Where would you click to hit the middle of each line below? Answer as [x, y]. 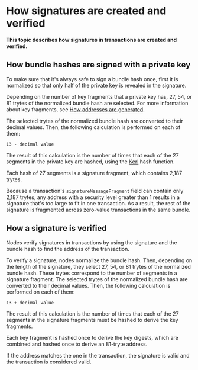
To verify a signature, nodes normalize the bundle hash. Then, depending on [99, 260]
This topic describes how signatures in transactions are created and [92, 40]
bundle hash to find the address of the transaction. [68, 249]
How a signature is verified [56, 228]
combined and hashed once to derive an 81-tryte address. [77, 344]
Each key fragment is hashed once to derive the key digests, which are [92, 337]
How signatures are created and [86, 11]
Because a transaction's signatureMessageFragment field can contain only [95, 191]
